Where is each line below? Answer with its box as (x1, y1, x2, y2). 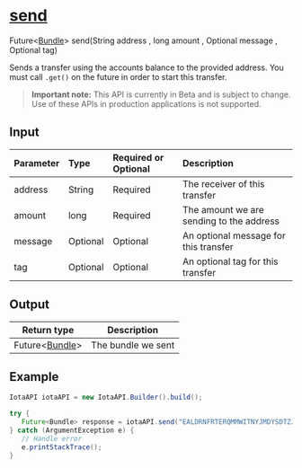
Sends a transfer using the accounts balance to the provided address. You (9, 62, 285, 73)
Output (9, 297, 49, 313)
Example (9, 369, 59, 384)
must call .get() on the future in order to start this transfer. (9, 71, 227, 82)
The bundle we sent (91, 339, 175, 351)
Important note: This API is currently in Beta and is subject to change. (31, 89, 291, 100)
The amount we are (182, 203, 265, 216)
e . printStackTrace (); (21, 442, 102, 452)
